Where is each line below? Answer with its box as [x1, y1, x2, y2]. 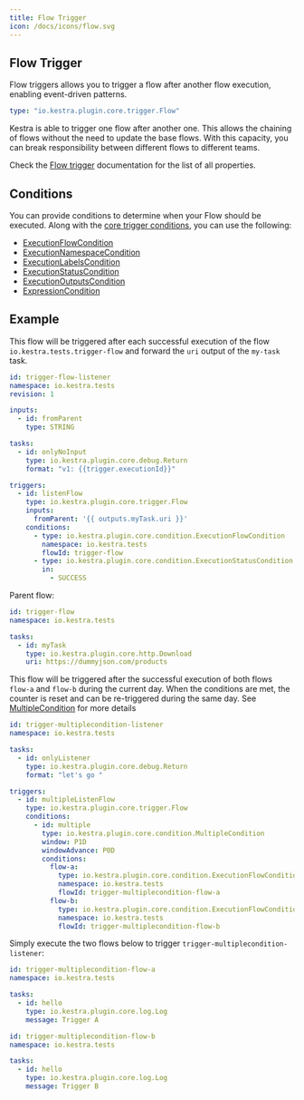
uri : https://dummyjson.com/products [25, 657, 168, 667]
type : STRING [25, 423, 75, 432]
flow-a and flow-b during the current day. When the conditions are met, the [9, 684, 291, 695]
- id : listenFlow [17, 489, 83, 499]
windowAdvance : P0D [42, 845, 116, 855]
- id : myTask [17, 640, 67, 649]
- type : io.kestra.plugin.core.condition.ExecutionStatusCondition [33, 557, 294, 566]
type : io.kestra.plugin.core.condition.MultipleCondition [42, 829, 265, 838]
